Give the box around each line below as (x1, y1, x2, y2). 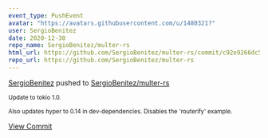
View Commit (8, 121, 53, 131)
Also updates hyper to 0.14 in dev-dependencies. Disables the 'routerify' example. (8, 107, 233, 116)
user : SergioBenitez (8, 26, 77, 34)
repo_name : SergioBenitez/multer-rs (8, 41, 130, 49)
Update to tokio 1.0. (8, 93, 61, 101)
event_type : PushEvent (8, 11, 84, 20)
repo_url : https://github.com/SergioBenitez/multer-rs (8, 57, 195, 65)
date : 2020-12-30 (8, 34, 66, 42)
